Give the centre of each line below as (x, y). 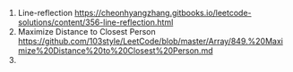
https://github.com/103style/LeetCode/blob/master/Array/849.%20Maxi (151, 41)
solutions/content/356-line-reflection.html (95, 22)
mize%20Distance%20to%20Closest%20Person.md (115, 51)
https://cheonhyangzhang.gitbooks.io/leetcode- (164, 13)
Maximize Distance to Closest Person (86, 32)
